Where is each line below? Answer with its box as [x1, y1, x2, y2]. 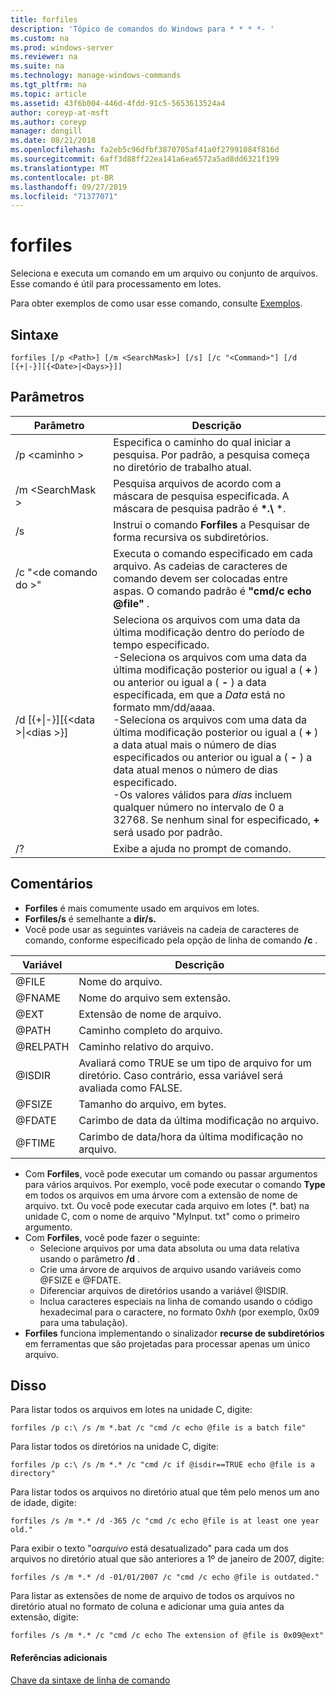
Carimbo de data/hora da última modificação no [78, 1129, 304, 1143]
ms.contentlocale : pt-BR [10, 172, 114, 183]
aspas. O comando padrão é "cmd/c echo [113, 584, 312, 598]
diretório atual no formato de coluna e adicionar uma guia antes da [10, 1601, 285, 1613]
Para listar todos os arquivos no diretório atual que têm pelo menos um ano [10, 1486, 320, 1498]
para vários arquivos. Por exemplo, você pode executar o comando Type [24, 1178, 326, 1190]
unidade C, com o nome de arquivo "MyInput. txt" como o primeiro [24, 1210, 300, 1222]
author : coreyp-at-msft [10, 107, 110, 118]
